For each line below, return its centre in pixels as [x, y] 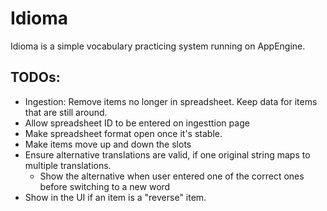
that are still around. [66, 112]
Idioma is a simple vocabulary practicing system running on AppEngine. [158, 46]
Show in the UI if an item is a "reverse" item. [115, 197]
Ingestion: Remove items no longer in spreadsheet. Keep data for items [171, 101]
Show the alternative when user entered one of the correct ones [172, 176]
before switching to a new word [105, 186]
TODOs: [35, 77]
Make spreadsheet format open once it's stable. [123, 133]
